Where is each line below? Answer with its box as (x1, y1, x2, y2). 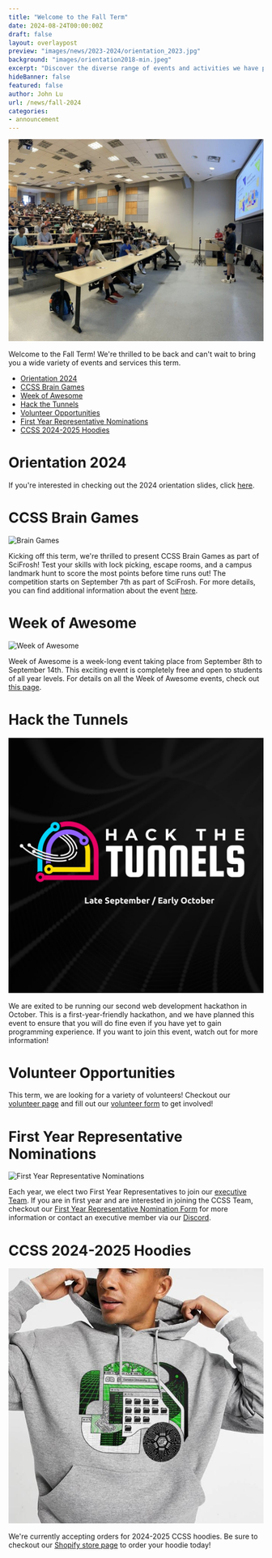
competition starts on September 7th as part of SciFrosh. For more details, (8, 577, 257, 586)
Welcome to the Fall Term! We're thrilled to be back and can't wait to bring (8, 349, 257, 359)
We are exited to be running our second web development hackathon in (8, 1001, 247, 1011)
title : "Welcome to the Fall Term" (8, 13, 129, 21)
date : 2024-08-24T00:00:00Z (8, 21, 104, 30)
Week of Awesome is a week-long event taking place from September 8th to (8, 656, 263, 666)
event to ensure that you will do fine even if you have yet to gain (8, 1018, 222, 1028)
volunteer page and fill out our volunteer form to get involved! (8, 1099, 214, 1109)
